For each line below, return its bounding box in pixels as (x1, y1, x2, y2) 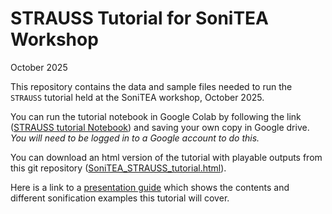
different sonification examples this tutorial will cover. (10, 192, 230, 204)
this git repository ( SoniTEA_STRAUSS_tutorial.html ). (10, 162, 227, 174)
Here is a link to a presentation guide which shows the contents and (10, 181, 290, 193)
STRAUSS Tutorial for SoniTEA (10, 7, 270, 30)
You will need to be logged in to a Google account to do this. (10, 132, 260, 144)
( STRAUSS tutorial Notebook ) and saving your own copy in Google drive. (10, 121, 310, 133)
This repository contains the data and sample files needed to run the (10, 80, 293, 92)
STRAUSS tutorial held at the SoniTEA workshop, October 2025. (10, 91, 265, 103)
